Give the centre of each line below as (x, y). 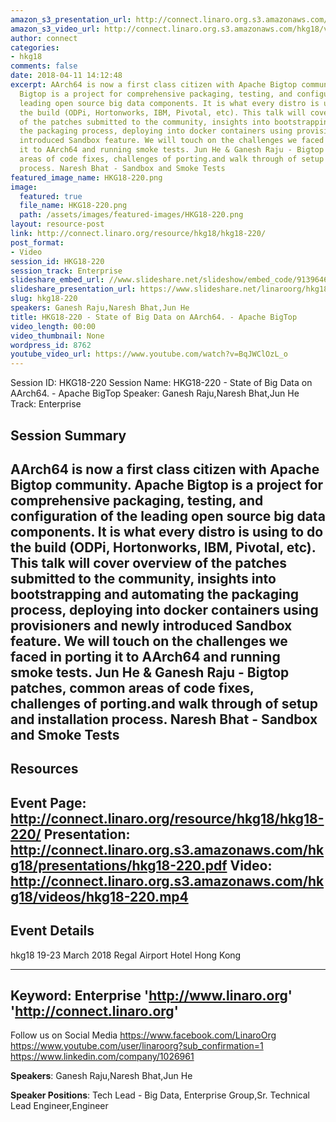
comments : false (44, 66)
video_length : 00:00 (53, 326)
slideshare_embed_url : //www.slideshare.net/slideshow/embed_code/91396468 (171, 280)
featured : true (51, 196)
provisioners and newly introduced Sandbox (151, 625)
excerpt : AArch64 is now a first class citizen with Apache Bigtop (154, 85)
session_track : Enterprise (66, 271)
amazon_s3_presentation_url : (71, 19)
